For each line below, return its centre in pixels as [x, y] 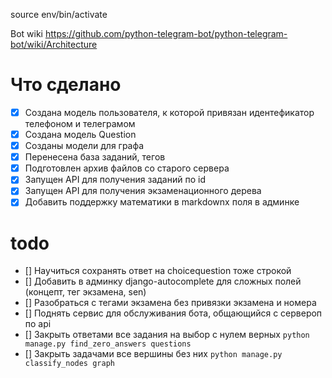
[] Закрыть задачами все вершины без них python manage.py [153, 354]
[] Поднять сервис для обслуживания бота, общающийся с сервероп [173, 313]
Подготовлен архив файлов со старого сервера [127, 168]
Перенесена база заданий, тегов [95, 157]
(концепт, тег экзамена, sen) [85, 292]
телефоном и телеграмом [80, 123]
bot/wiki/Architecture [54, 44]
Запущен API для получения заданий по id [115, 180]
